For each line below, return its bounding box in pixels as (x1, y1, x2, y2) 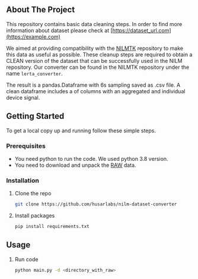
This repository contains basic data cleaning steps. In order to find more (6, 20, 183, 27)
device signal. (6, 94, 40, 101)
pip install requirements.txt (14, 224, 90, 230)
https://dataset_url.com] (112, 27, 171, 34)
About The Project (6, 5, 75, 15)
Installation (6, 176, 40, 185)
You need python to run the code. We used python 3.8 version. (14, 155, 168, 162)
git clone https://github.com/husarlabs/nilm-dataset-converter (14, 201, 177, 207)
